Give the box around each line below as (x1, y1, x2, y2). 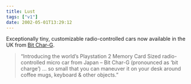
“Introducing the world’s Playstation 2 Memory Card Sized (20, 53, 161, 60)
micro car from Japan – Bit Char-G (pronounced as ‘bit (46, 59, 178, 66)
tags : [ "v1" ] (6, 14, 38, 20)
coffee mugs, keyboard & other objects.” (20, 71, 119, 79)
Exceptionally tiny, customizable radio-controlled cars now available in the (6, 36, 186, 43)
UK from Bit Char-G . (6, 41, 55, 48)
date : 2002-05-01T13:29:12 (6, 19, 72, 25)
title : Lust (6, 8, 35, 15)
